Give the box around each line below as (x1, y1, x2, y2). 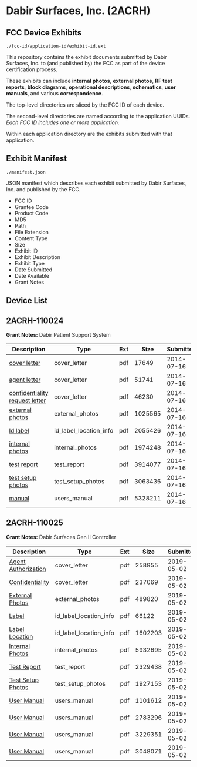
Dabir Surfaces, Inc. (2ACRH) (6, 4, 151, 18)
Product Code (14, 210, 49, 217)
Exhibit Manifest (6, 154, 67, 164)
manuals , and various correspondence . (6, 90, 103, 97)
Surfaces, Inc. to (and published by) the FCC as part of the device (6, 60, 165, 67)
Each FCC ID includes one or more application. (6, 119, 120, 126)
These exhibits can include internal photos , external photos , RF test (6, 78, 173, 84)
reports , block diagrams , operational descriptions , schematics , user (6, 84, 176, 91)
